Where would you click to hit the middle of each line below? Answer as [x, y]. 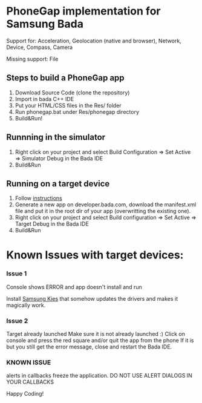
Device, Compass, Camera [40, 47]
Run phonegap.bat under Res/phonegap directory [77, 112]
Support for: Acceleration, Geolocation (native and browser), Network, [94, 41]
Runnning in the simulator [56, 137]
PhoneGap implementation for [83, 11]
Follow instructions [38, 198]
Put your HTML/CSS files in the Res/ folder [68, 105]
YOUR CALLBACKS [30, 382]
